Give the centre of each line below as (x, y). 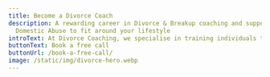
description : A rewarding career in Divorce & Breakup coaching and (125, 23)
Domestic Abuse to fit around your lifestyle (93, 30)
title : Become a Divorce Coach (61, 16)
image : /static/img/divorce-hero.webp (73, 61)
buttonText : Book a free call (59, 46)
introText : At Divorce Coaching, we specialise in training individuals (133, 38)
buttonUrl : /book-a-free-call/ (61, 53)
